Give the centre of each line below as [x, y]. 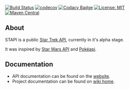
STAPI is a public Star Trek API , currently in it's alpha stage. [65, 39]
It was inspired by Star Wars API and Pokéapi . [51, 49]
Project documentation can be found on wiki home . [63, 81]
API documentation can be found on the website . [61, 76]
